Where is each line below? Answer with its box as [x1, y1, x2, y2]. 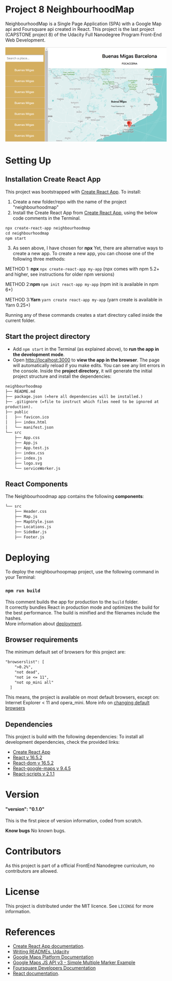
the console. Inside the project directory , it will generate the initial [12, 368, 153, 374]
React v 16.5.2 [12, 755, 42, 761]
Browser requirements [5, 636, 78, 644]
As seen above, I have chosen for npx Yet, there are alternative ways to [12, 245, 164, 251]
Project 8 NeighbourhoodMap [5, 4, 135, 15]
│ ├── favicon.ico [5, 414, 50, 419]
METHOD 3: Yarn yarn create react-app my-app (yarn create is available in [5, 296, 163, 302]
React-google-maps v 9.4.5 [12, 765, 71, 772]
